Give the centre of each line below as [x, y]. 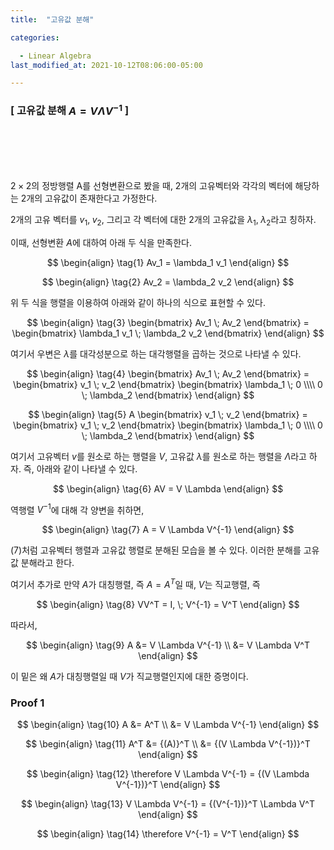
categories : [35, 37]
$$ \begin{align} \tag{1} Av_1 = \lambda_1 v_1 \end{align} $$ [168, 262]
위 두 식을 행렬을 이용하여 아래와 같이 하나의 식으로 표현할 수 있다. [138, 302]
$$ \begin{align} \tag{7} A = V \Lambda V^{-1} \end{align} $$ [168, 530]
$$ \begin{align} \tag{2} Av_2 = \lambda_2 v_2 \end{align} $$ [168, 282]
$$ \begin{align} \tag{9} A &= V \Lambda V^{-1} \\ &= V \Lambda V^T [168, 645]
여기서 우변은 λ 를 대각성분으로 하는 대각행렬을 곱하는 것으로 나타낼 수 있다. [156, 353]
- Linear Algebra [55, 56]
